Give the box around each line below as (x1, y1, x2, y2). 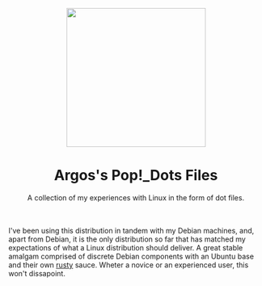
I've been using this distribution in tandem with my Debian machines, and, (8, 225, 255, 235)
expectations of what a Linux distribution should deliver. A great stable (8, 242, 243, 252)
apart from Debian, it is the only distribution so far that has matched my (8, 234, 247, 244)
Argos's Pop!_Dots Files (53, 166, 218, 185)
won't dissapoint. (8, 268, 66, 278)
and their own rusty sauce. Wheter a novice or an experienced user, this (8, 259, 249, 270)
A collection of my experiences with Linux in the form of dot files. (27, 192, 245, 202)
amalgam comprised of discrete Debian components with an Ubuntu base (8, 251, 255, 261)
